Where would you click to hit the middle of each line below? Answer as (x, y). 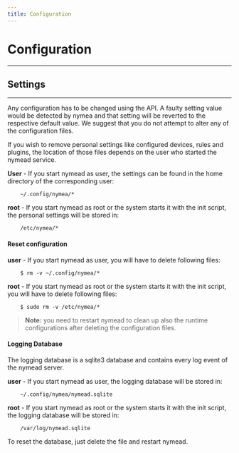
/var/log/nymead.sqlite (55, 428)
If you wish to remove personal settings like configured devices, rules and (116, 145)
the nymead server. (36, 367)
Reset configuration (37, 244)
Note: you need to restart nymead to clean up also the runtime (116, 320)
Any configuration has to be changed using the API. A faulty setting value (115, 108)
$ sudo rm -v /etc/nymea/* (60, 307)
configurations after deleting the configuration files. (100, 327)
